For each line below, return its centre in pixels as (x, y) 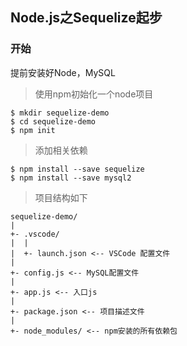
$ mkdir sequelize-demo (60, 113)
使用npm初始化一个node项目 (94, 94)
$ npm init (33, 130)
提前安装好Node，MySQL (63, 72)
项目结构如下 (61, 197)
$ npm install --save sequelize (77, 169)
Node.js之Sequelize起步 (86, 18)
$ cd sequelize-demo (53, 121)
